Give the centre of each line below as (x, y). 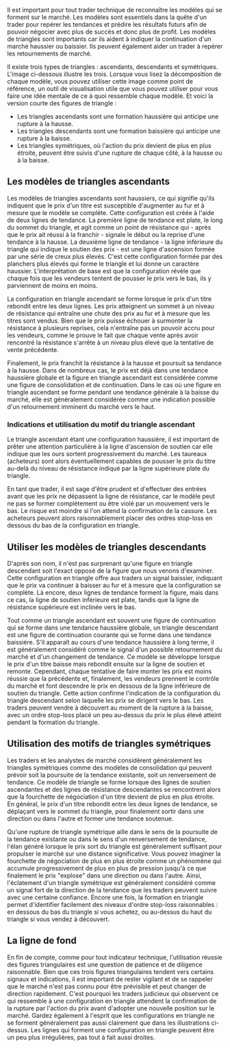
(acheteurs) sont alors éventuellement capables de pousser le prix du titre (111, 461)
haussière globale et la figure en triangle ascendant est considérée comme (113, 377)
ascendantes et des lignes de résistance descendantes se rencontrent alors (114, 789)
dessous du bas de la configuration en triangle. (74, 525)
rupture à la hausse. (45, 124)
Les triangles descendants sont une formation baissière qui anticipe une (119, 131)
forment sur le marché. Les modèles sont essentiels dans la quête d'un (107, 17)
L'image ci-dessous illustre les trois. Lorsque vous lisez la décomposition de (114, 74)
